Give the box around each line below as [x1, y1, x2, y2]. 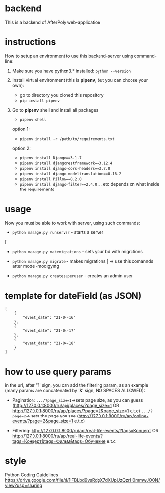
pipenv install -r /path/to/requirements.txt [19, 136, 115, 141]
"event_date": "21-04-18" [23, 341, 76, 346]
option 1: [12, 126, 30, 132]
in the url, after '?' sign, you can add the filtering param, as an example [5, 382, 149, 388]
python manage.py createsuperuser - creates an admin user [12, 272, 133, 279]
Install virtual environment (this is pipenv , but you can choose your [12, 77, 148, 83]
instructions [5, 37, 56, 48]
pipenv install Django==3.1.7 [19, 155, 82, 160]
